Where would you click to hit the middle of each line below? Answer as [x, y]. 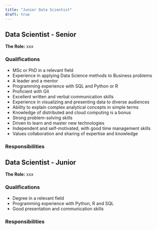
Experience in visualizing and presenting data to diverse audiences [81, 102]
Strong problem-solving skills [42, 118]
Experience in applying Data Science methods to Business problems [82, 76]
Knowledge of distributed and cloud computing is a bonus [72, 112]
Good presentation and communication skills [58, 209]
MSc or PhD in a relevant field [43, 70]
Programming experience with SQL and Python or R [65, 86]
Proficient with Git [31, 91]
